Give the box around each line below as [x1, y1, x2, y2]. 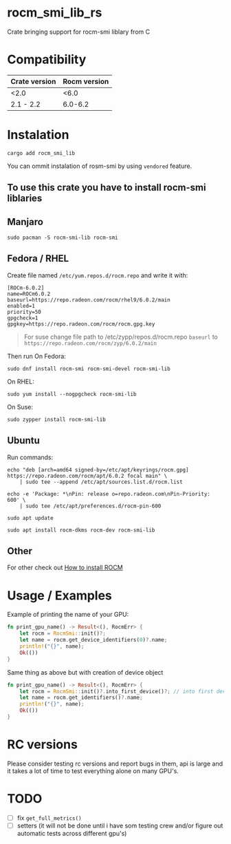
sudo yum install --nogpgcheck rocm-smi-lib [7, 390, 137, 397]
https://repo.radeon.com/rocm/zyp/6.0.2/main [23, 339, 157, 347]
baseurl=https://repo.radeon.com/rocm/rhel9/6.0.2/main [7, 296, 170, 304]
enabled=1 [7, 302, 36, 309]
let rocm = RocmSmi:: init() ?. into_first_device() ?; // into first [19, 688, 214, 695]
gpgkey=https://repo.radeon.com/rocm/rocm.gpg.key [7, 320, 155, 328]
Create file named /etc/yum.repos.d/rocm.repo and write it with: [7, 271, 188, 279]
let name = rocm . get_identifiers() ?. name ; [19, 694, 143, 701]
